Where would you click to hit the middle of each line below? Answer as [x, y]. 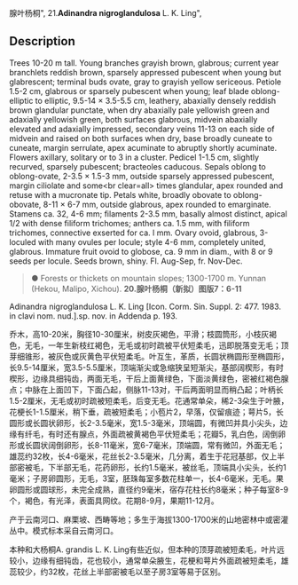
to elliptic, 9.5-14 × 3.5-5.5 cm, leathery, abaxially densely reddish [156, 100]
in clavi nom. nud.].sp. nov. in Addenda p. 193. [94, 316]
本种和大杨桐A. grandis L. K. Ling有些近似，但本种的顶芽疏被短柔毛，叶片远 [147, 549]
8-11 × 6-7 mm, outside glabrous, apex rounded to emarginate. [157, 204]
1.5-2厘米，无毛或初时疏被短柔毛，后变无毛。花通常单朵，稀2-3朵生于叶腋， [149, 400]
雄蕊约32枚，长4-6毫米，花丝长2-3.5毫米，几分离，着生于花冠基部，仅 [139, 456]
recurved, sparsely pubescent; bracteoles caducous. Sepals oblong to [137, 166]
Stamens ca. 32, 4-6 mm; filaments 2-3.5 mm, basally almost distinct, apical [149, 213]
